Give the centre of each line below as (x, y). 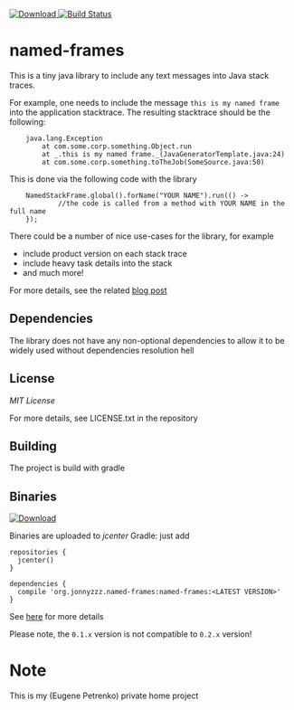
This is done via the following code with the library (103, 179)
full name (28, 211)
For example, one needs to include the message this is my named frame (145, 102)
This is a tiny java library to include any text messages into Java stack (139, 75)
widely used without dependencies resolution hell (102, 350)
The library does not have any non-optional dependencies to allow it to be (147, 340)
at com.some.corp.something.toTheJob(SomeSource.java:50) (153, 162)
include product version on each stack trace (104, 253)
